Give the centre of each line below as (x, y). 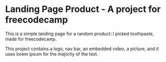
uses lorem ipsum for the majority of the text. (52, 54)
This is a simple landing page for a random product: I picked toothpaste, (79, 33)
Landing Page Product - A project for (83, 9)
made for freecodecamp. (31, 39)
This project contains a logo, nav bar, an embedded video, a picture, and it (82, 48)
